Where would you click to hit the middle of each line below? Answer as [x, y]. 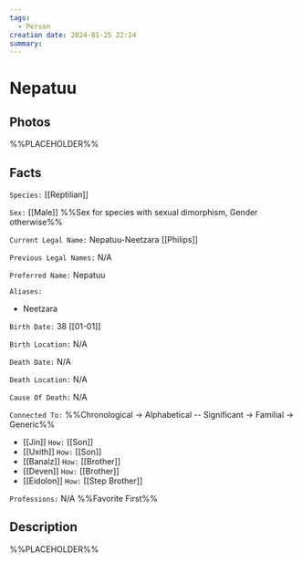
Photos [30, 122]
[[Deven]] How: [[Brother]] [71, 472]
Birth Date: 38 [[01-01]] [55, 327]
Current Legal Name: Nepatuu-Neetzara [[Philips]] [104, 240]
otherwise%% [36, 222]
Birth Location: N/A [49, 344]
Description [43, 527]
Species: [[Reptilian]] [49, 195]
